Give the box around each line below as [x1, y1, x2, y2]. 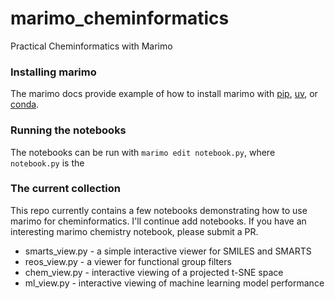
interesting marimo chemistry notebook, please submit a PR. [10, 225, 259, 237]
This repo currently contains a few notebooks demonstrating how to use [10, 204, 308, 216]
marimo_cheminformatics [10, 7, 230, 30]
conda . [10, 98, 40, 111]
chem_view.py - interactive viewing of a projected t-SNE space [24, 266, 284, 278]
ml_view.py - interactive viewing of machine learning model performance [24, 277, 325, 289]
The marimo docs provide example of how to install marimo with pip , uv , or [10, 88, 318, 100]
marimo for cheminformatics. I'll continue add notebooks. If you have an [10, 215, 307, 227]
